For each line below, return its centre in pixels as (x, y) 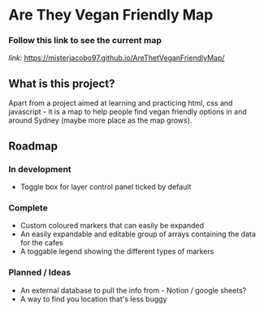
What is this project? (62, 83)
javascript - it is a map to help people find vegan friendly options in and (128, 112)
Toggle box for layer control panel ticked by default (106, 186)
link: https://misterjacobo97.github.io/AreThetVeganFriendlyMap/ (117, 58)
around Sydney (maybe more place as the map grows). (100, 120)
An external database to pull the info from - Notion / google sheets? (133, 290)
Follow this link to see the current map (85, 41)
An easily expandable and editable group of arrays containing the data (138, 234)
